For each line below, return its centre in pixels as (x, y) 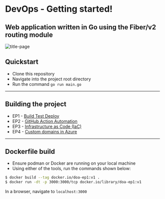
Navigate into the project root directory (52, 79)
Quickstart (22, 62)
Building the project (36, 104)
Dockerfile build (30, 152)
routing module (29, 35)
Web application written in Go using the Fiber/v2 (81, 27)
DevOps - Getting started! (59, 9)
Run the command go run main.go (47, 84)
